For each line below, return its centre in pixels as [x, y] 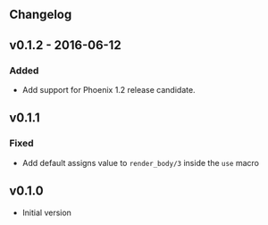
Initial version [46, 212]
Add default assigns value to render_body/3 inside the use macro [140, 162]
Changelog [41, 15]
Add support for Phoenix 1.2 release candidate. [109, 90]
